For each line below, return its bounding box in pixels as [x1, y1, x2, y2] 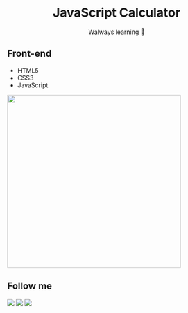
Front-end [7, 48, 52, 60]
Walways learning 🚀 [88, 28, 145, 36]
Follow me [7, 280, 53, 292]
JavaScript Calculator [52, 5, 181, 21]
